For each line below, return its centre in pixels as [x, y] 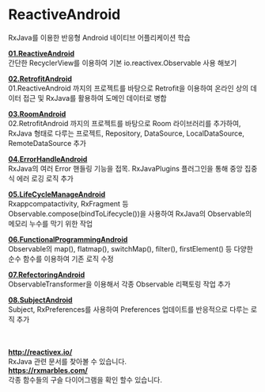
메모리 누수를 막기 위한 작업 [51, 223]
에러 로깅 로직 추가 [45, 178]
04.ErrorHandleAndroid [48, 159]
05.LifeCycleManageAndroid [57, 194]
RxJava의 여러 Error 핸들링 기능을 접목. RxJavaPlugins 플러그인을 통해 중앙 [125, 168]
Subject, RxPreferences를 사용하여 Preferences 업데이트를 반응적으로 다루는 [129, 309]
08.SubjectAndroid [40, 300]
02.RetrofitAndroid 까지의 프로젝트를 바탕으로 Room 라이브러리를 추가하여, [125, 123]
